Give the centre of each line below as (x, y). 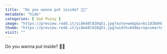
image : (12, 23)
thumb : (12, 28)
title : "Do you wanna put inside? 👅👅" (46, 10)
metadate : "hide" (23, 14)
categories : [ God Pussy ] (33, 19)
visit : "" (15, 32)
